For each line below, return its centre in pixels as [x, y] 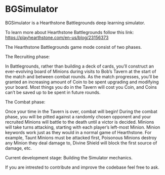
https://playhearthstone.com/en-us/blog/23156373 [57, 37]
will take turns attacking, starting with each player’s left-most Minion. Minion [83, 127]
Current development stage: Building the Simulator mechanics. [69, 157]
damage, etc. [19, 148]
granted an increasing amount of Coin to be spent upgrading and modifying [82, 82]
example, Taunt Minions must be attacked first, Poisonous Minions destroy [81, 138]
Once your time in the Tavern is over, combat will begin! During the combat [81, 111]
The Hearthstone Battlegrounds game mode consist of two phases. [74, 47]
